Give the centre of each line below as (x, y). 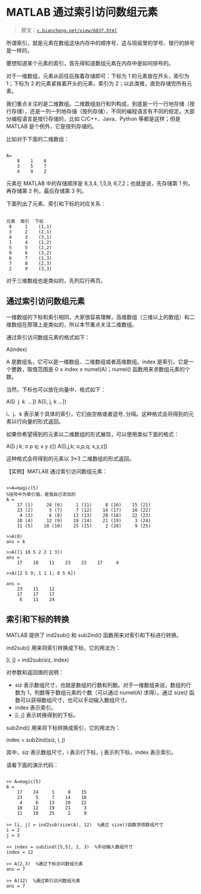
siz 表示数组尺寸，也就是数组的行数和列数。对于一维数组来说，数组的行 (103, 685)
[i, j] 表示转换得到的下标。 (47, 715)
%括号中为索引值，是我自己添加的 (41, 494)
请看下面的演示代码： (32, 765)
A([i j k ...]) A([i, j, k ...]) (36, 401)
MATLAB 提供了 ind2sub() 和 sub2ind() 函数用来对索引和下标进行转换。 (94, 635)
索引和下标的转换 (38, 619)
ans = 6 (16, 541)
